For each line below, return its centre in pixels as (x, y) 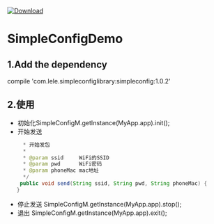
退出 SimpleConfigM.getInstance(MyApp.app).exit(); (92, 213)
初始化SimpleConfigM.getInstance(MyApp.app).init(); (93, 122)
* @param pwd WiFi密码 (62, 164)
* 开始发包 (36, 145)
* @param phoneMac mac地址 (61, 170)
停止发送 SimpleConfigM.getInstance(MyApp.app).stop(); (99, 204)
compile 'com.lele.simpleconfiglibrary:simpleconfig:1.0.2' (89, 81)
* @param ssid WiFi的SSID (66, 158)
